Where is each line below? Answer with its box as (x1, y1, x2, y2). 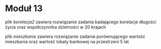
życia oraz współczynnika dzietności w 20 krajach (5, 24, 106, 30)
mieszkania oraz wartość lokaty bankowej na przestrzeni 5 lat (5, 38, 129, 44)
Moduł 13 (5, 3, 43, 14)
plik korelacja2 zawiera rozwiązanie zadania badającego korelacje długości (5, 19, 157, 25)
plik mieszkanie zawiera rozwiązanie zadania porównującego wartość (5, 33, 145, 39)
